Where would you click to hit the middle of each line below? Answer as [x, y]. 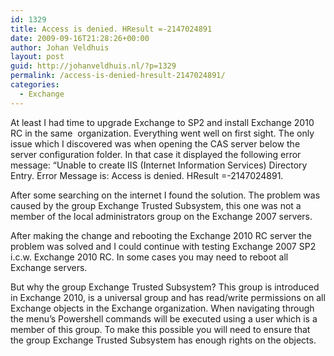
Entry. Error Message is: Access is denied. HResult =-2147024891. [147, 175]
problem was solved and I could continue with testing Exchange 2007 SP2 [163, 246]
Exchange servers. [49, 267]
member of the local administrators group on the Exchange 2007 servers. [161, 216]
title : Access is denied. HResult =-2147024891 [111, 29]
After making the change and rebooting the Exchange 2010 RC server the [161, 235]
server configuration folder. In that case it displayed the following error [156, 154]
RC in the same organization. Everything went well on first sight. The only [162, 133]
